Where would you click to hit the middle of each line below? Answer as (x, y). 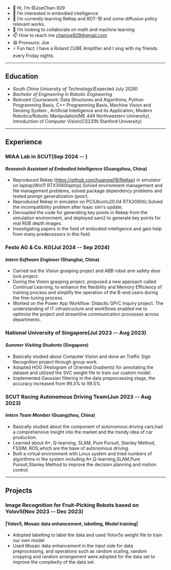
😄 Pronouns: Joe (31, 43)
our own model (28, 540)
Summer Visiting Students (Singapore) (47, 345)
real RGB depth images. (37, 223)
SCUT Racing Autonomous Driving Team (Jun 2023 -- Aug (78, 397)
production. (25, 437)
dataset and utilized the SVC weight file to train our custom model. (82, 373)
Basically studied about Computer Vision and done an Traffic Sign (82, 356)
